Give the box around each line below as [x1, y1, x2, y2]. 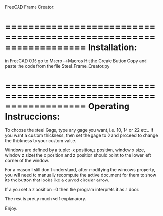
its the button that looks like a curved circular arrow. [5, 177, 109, 183]
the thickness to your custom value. [5, 137, 77, 143]
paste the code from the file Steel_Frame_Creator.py [5, 63, 109, 69]
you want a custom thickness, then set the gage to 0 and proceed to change [5, 132, 158, 138]
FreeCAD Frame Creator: [5, 4, 54, 10]
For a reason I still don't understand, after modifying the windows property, [5, 166, 156, 172]
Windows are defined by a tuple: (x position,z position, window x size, [5, 147, 145, 153]
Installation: [88, 42, 137, 53]
